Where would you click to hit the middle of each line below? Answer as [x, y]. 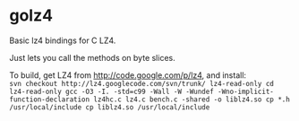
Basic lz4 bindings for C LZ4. [63, 40]
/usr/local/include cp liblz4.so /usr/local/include [110, 107]
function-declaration [50, 99]
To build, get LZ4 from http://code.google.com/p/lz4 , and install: [128, 75]
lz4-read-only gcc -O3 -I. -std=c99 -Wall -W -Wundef [112, 91]
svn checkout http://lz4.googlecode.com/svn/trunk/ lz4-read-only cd [142, 83]
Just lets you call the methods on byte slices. [93, 57]
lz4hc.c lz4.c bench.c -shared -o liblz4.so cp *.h [192, 99]
